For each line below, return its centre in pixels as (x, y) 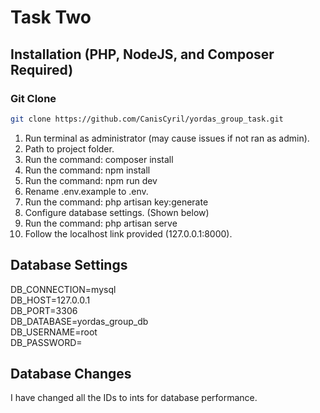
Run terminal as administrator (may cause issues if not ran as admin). (167, 138)
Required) (42, 69)
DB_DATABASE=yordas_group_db (79, 321)
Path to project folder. (69, 148)
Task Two (51, 17)
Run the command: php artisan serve (101, 223)
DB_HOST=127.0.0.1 (50, 300)
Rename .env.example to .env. (86, 191)
